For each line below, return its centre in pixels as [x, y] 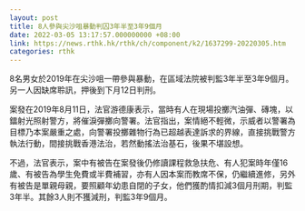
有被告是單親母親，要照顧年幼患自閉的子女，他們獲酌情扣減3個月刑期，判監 [151, 186]
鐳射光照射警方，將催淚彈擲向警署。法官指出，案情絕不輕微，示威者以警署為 [152, 121]
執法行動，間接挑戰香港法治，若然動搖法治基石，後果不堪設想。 [128, 144]
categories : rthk [42, 52]
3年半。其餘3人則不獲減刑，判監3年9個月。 [91, 197]
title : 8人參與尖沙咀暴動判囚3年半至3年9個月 [86, 26]
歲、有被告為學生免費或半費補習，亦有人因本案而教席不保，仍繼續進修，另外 [152, 175]
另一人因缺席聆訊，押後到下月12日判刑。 [85, 90]
